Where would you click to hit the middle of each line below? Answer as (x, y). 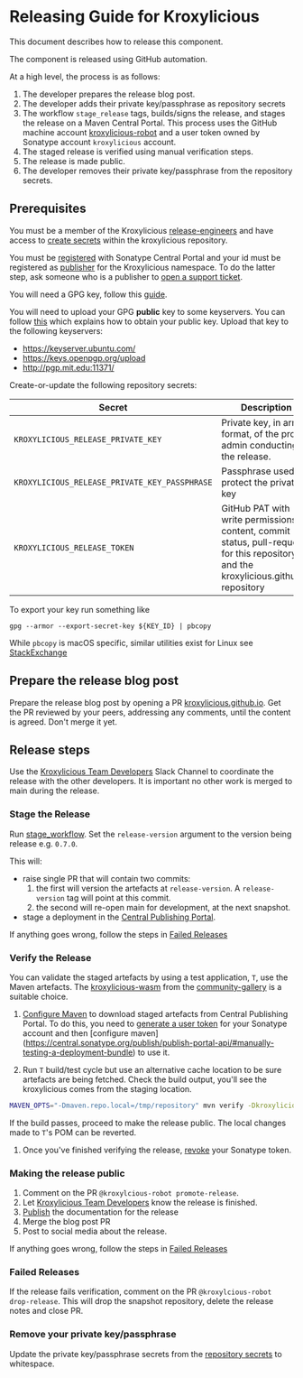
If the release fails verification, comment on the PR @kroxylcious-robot (141, 1291)
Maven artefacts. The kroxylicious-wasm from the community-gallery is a (146, 986)
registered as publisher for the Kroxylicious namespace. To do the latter (142, 267)
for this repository (259, 553)
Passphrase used (257, 471)
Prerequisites (48, 209)
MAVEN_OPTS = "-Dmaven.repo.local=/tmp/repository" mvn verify (127, 1105)
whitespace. (32, 1364)
